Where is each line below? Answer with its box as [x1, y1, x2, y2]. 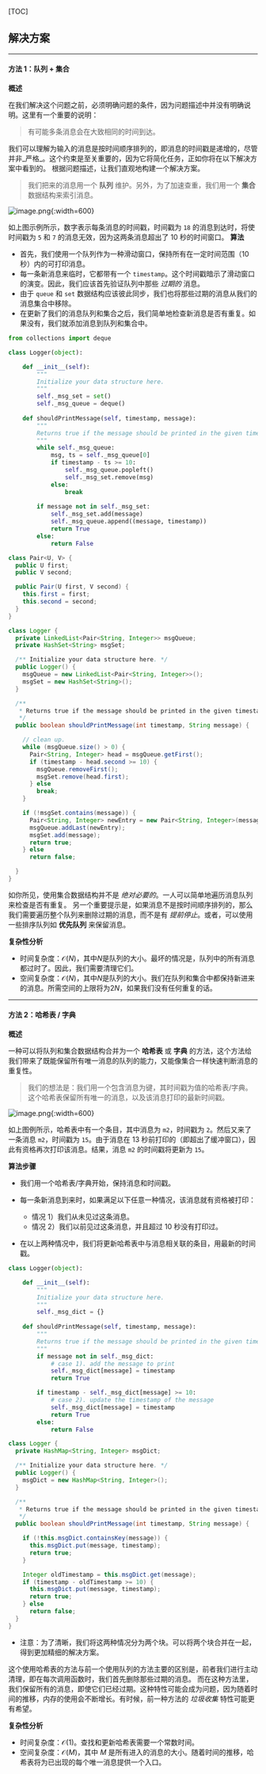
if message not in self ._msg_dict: [36, 1352, 154, 1361]
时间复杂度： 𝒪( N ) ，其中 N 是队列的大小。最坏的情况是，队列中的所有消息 [19, 954, 255, 963]
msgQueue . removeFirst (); [36, 765, 119, 773]
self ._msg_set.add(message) [50, 510, 144, 518]
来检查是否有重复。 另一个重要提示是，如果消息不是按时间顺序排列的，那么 [8, 900, 253, 909]
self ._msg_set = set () [36, 392, 112, 401]
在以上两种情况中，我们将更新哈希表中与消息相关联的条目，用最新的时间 [19, 1239, 256, 1248]
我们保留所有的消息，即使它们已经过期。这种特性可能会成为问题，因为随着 [8, 1684, 251, 1693]
